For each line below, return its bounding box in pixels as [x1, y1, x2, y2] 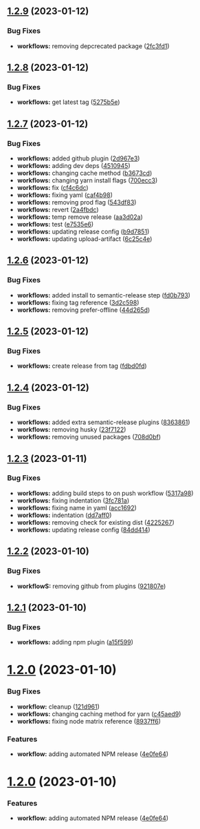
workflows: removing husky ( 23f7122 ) [16, 426, 126, 434]
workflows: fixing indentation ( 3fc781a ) [16, 496, 129, 505]
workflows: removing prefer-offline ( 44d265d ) [16, 306, 151, 314]
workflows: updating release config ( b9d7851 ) [16, 227, 150, 236]
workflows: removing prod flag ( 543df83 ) [16, 198, 137, 207]
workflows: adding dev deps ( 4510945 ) [16, 162, 131, 170]
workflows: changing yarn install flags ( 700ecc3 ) [16, 176, 158, 185]
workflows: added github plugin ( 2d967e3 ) [16, 154, 140, 162]
